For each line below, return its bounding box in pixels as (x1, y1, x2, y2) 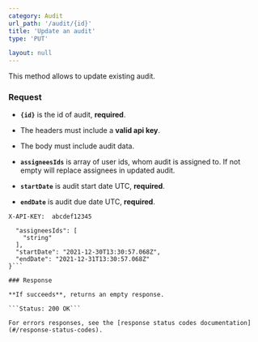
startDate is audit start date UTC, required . (19, 182, 166, 191)
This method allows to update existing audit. (8, 71, 156, 81)
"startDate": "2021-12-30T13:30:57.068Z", (15, 248, 161, 256)
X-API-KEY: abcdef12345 (8, 212, 92, 221)
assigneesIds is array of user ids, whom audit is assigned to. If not (19, 157, 241, 167)
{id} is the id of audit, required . (19, 110, 126, 120)
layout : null (8, 49, 53, 58)
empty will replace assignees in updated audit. (19, 165, 176, 175)
